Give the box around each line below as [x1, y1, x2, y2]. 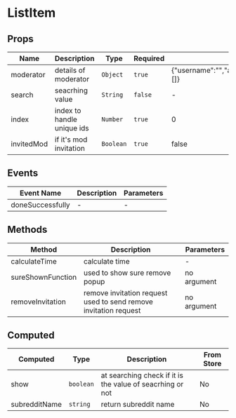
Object [101, 71, 124, 79]
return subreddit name [100, 400, 175, 410]
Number [101, 116, 124, 123]
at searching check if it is [100, 370, 184, 380]
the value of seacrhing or [100, 379, 184, 389]
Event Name [20, 188, 62, 198]
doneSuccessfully [11, 200, 70, 210]
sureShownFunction [11, 272, 77, 282]
